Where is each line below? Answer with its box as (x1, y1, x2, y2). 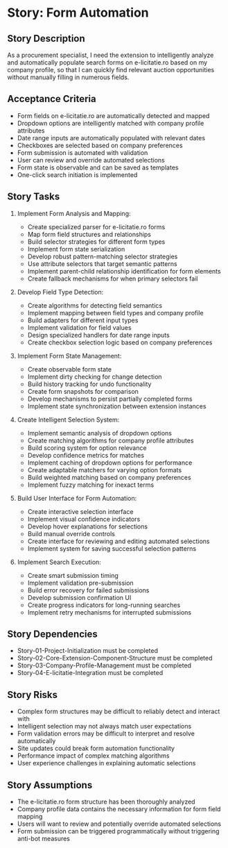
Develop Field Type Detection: (17, 288, 104, 296)
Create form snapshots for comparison (27, 387, 139, 395)
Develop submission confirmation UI (27, 593, 132, 601)
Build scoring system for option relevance (27, 443, 147, 452)
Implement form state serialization (27, 244, 125, 253)
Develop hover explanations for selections (27, 522, 148, 531)
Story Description (7, 33, 85, 44)
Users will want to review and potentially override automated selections (17, 820, 222, 828)
